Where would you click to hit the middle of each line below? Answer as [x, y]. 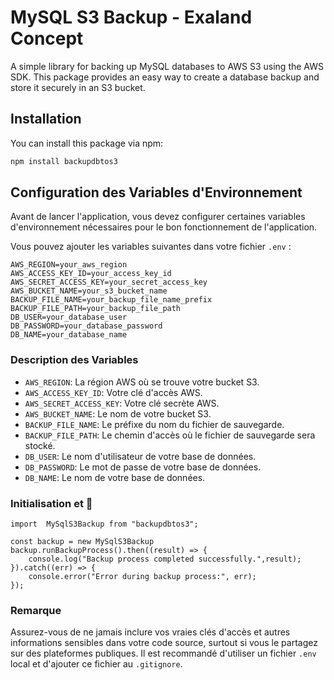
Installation [46, 119]
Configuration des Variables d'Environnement [156, 192]
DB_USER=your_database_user [69, 317]
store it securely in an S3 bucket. [78, 87]
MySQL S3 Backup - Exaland [131, 17]
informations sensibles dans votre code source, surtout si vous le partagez [164, 643]
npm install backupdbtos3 [64, 161]
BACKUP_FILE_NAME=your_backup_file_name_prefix [111, 300]
